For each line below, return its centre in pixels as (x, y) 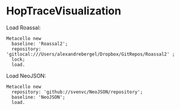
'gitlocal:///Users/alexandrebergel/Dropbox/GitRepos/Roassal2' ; (91, 54)
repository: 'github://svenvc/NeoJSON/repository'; (77, 92)
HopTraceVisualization (64, 11)
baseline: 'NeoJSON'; (39, 97)
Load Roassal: (24, 27)
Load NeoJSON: (26, 75)
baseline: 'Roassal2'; (40, 44)
